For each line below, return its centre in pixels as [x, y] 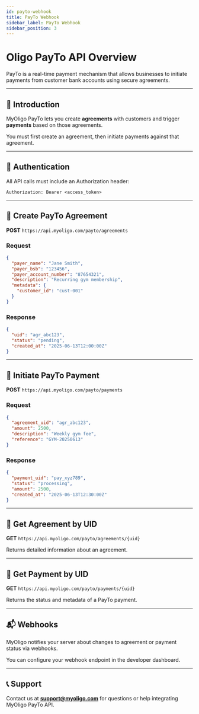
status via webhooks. [32, 648]
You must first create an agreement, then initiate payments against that [93, 136]
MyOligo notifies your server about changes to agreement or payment [92, 642]
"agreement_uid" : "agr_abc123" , [52, 423]
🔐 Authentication [38, 167]
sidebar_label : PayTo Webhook [44, 23]
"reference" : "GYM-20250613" [47, 439]
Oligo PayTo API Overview [72, 58]
